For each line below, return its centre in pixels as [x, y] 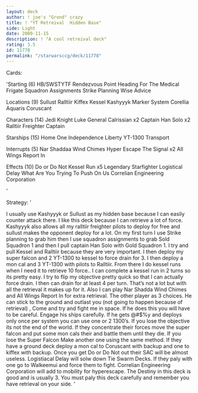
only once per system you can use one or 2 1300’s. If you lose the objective [98, 321]
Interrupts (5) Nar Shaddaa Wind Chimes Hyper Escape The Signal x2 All [95, 149]
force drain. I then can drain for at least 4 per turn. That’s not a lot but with [96, 283]
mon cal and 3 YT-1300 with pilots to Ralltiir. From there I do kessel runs [94, 264]
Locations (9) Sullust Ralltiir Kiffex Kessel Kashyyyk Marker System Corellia [98, 102]
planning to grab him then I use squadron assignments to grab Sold [88, 239]
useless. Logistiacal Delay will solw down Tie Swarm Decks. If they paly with [99, 359]
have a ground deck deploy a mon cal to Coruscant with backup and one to [98, 346]
